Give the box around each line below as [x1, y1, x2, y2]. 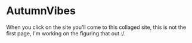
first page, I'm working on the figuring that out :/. [6, 29, 126, 37]
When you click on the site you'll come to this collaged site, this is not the [6, 24, 187, 31]
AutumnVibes [6, 4, 76, 18]
